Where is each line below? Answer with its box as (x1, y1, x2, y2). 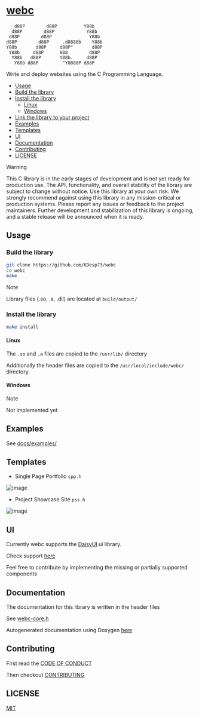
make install (6, 324, 39, 330)
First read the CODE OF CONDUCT (6, 660, 93, 667)
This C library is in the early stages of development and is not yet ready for (6, 174, 191, 182)
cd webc (6, 267, 26, 274)
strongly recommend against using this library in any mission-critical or (6, 194, 181, 201)
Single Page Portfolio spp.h (14, 473, 82, 480)
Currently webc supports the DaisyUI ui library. (6, 541, 122, 548)
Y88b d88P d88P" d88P (6, 44, 103, 50)
